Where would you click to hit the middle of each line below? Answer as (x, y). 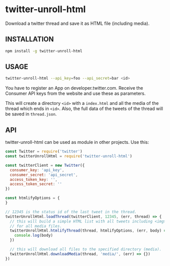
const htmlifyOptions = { (32, 198)
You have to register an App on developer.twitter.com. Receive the (74, 88)
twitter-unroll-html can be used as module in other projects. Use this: (77, 142)
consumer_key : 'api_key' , (37, 170)
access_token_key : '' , (34, 179)
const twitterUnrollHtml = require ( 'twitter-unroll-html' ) (69, 156)
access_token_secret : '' (36, 184)
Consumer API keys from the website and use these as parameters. (75, 93)
